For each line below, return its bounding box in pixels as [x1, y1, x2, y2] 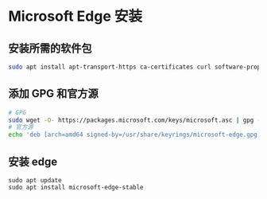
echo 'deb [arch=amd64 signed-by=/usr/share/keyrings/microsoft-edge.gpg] [8, 131, 261, 139]
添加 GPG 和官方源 [8, 87, 99, 100]
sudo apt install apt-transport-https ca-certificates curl [8, 63, 212, 71]
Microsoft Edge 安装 [8, 7, 143, 25]
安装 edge [8, 154, 58, 168]
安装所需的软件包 [8, 41, 92, 55]
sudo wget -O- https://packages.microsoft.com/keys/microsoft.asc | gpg [8, 116, 254, 124]
